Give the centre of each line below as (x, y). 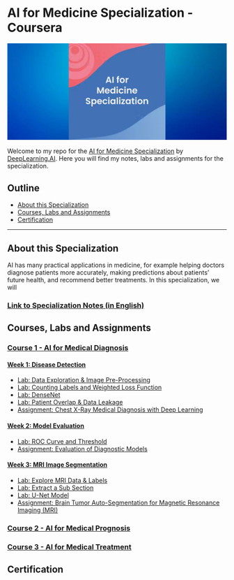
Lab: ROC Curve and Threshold (62, 441)
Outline (23, 188)
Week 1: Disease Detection (47, 364)
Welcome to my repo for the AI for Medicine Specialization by (95, 151)
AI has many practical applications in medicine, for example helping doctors (116, 265)
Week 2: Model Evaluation (46, 426)
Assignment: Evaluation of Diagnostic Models (82, 449)
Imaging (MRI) (38, 510)
